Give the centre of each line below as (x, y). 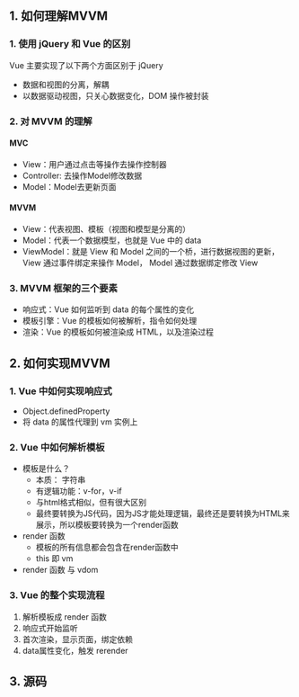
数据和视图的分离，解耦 (66, 85)
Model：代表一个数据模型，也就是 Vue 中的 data (112, 240)
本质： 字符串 (61, 480)
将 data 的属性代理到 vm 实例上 (80, 422)
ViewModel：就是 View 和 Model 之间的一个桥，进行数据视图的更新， (151, 252)
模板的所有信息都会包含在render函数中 (107, 548)
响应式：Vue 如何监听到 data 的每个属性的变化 (108, 309)
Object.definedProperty (66, 411)
